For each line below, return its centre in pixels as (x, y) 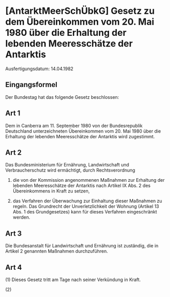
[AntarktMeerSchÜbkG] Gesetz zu (80, 11)
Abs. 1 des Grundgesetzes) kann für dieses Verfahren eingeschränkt (85, 212)
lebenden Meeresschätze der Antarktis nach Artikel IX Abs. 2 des (82, 186)
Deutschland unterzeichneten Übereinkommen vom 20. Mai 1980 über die (83, 131)
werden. (22, 217)
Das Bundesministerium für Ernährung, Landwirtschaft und (67, 165)
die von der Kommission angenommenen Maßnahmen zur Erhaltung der (89, 180)
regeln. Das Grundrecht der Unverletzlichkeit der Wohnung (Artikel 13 (86, 206)
